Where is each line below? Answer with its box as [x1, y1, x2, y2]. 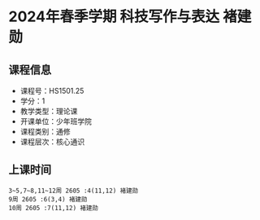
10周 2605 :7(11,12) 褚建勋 [8, 204, 99, 212]
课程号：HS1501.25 [19, 86, 84, 95]
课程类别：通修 [19, 127, 71, 136]
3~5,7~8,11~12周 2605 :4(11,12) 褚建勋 [8, 187, 139, 195]
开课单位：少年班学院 [19, 117, 92, 126]
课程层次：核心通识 [19, 137, 85, 147]
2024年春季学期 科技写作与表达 [8, 7, 220, 26]
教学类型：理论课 [19, 107, 78, 116]
